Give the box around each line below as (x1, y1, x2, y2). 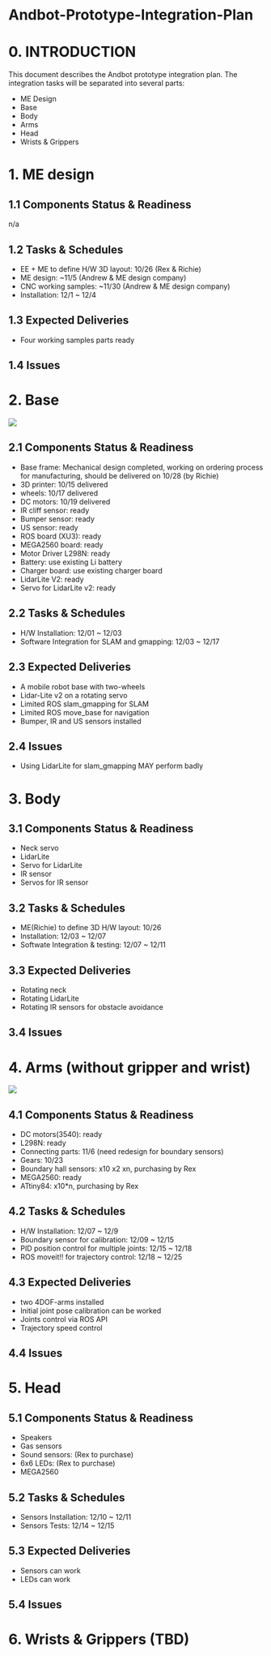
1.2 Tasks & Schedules (8, 242, 124, 256)
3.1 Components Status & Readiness (8, 822, 194, 835)
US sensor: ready (19, 522, 78, 532)
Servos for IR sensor (19, 877, 89, 887)
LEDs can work (19, 1574, 71, 1584)
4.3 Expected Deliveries (8, 1276, 132, 1289)
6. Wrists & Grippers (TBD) (8, 1630, 190, 1649)
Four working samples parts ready (19, 335, 135, 345)
